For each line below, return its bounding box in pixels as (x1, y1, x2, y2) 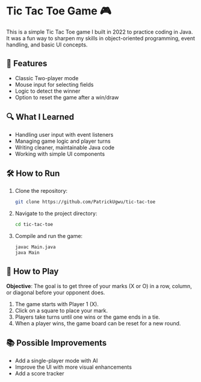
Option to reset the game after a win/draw (14, 93, 119, 101)
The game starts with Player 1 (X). (14, 300, 99, 307)
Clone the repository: (14, 187, 68, 195)
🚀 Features (6, 58, 48, 69)
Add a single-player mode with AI (14, 357, 98, 364)
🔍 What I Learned (6, 112, 75, 122)
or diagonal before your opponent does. (6, 289, 105, 296)
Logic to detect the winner (14, 87, 81, 95)
